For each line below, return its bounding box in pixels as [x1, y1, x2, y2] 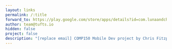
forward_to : [5, 17, 31, 22]
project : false [5, 31, 38, 36]
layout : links [5, 7, 36, 13]
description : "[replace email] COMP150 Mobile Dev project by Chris [5, 36, 155, 41]
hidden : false [5, 27, 36, 32]
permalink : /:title [5, 12, 47, 17]
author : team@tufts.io [5, 21, 54, 27]
